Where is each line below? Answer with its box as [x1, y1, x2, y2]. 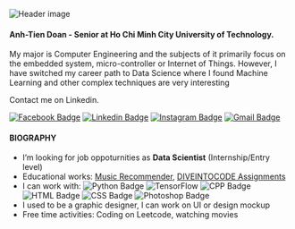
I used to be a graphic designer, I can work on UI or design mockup [21, 199, 271, 210]
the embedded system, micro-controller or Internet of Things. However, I [9, 58, 277, 69]
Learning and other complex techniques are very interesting [9, 77, 230, 89]
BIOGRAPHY [9, 132, 56, 143]
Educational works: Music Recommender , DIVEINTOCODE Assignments [21, 171, 286, 182]
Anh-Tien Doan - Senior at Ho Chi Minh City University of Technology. [9, 29, 274, 39]
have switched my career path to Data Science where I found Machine [9, 68, 268, 79]
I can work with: [21, 181, 82, 191]
